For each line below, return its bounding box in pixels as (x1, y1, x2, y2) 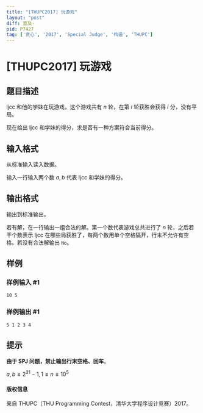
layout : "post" (6, 15, 45, 21)
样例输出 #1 (6, 307, 40, 316)
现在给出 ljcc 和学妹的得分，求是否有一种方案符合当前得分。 (6, 124, 157, 131)
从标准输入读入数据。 (6, 160, 60, 168)
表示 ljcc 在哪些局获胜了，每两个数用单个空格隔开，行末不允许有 (22, 231, 184, 239)
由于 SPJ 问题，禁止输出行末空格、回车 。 (6, 357, 110, 365)
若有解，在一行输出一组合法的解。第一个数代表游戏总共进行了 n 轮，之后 (6, 223, 189, 231)
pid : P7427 (6, 26, 34, 32)
